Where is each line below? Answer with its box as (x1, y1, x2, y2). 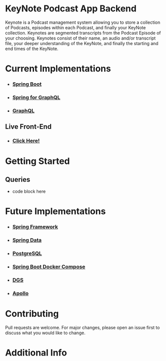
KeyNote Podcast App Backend (5, 3, 137, 14)
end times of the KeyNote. (5, 46, 58, 52)
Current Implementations (5, 63, 111, 74)
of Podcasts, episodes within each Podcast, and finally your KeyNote (5, 24, 146, 30)
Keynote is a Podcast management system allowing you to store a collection (5, 19, 161, 25)
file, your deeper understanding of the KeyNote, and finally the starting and (5, 40, 159, 46)
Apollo (12, 290, 29, 297)
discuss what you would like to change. (5, 330, 86, 336)
